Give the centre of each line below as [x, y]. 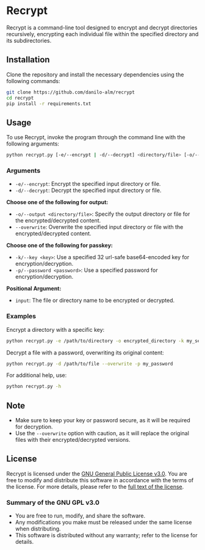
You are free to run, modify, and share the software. [80, 516]
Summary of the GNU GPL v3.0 [53, 502]
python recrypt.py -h [34, 387]
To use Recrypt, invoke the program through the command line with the [96, 137]
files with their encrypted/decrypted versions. [73, 440]
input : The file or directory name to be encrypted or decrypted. [95, 301]
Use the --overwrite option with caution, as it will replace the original [102, 433]
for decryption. [34, 427]
